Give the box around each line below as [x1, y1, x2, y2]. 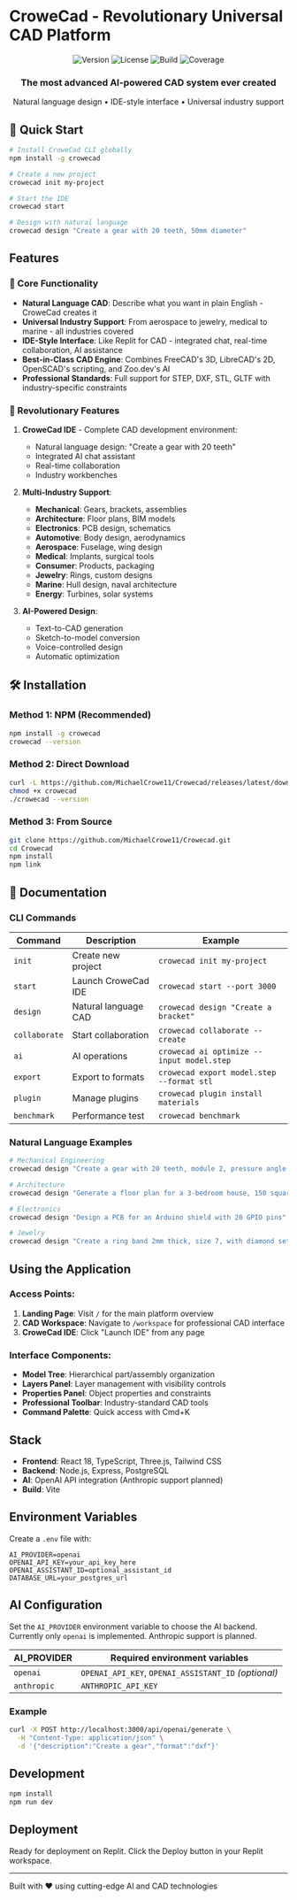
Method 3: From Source [9, 816, 113, 828]
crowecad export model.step [158, 1067, 277, 1077]
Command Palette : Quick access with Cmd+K [21, 1407, 190, 1418]
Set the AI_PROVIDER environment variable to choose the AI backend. [9, 1621, 258, 1632]
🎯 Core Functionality [9, 277, 99, 289]
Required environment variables [110, 1651, 249, 1664]
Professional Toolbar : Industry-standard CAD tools [21, 1397, 209, 1408]
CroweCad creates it [21, 307, 97, 318]
